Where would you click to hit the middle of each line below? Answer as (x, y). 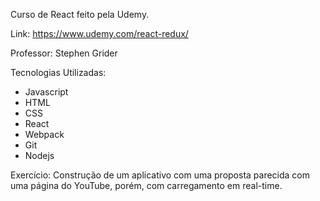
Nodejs (39, 155)
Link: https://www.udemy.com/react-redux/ (99, 33)
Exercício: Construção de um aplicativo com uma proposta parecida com (160, 175)
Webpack (44, 134)
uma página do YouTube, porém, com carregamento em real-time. (146, 185)
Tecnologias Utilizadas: (58, 72)
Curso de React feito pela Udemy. (80, 14)
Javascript (46, 92)
